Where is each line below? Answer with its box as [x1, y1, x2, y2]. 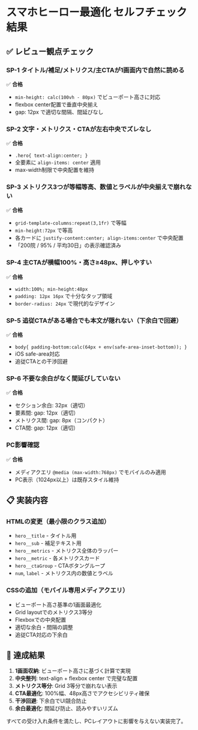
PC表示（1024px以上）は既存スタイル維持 [14, 476, 119, 483]
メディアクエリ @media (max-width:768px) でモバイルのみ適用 [14, 468, 166, 475]
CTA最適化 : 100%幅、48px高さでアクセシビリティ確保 [14, 690, 150, 697]
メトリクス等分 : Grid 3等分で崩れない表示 [14, 683, 118, 690]
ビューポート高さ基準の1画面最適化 [14, 601, 102, 608]
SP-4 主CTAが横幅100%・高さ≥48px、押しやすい [6, 258, 152, 267]
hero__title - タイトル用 [14, 532, 77, 540]
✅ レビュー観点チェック [6, 46, 94, 56]
